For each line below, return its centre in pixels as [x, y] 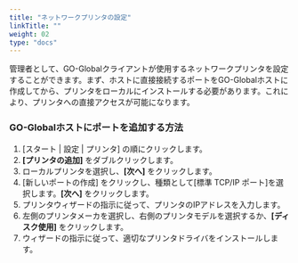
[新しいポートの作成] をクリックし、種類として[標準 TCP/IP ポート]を [149, 182]
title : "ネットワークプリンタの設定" [70, 17]
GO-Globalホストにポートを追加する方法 [97, 127]
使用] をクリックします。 [83, 226]
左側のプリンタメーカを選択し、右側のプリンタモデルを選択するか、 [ [148, 216]
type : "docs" [33, 42]
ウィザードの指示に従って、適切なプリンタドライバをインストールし [146, 238]
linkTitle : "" [36, 26]
